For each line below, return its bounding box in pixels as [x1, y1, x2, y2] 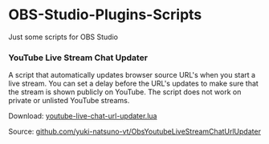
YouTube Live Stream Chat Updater [8, 52, 149, 63]
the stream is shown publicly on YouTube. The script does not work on [8, 87, 242, 97]
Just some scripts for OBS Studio [8, 32, 119, 42]
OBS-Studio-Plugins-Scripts [8, 6, 202, 24]
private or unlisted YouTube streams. [8, 96, 130, 106]
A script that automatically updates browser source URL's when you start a [8, 70, 255, 80]
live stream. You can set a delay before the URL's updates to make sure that [8, 78, 259, 89]
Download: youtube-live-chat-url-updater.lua [8, 111, 157, 121]
